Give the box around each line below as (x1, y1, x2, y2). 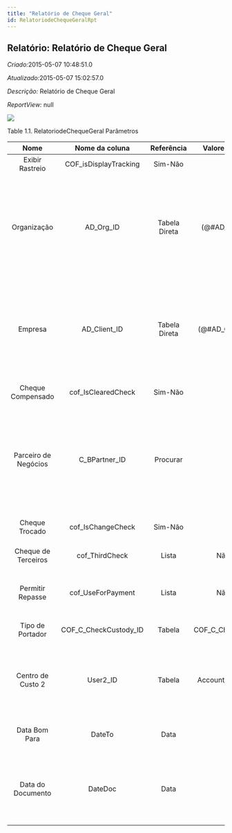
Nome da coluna (75, 143, 130, 153)
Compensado (10, 392, 55, 402)
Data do (19, 780, 46, 789)
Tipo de (19, 621, 45, 630)
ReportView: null (7, 101, 54, 109)
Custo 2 (19, 680, 46, 689)
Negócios (17, 459, 48, 469)
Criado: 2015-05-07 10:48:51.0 (7, 60, 93, 69)
